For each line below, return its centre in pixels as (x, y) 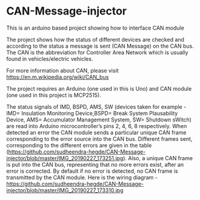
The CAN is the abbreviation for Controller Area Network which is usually (97, 52)
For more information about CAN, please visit (63, 70)
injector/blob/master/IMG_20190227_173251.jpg (65, 158)
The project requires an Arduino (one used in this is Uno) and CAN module (99, 88)
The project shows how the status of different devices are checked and (95, 39)
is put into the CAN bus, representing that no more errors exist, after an (95, 164)
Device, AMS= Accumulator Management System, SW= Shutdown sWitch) (99, 120)
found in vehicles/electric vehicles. (50, 59)
